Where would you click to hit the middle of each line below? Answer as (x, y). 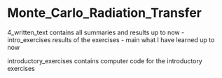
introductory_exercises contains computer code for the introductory (105, 60)
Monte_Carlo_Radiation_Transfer (104, 13)
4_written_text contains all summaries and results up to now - (96, 32)
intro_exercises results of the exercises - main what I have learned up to (111, 39)
